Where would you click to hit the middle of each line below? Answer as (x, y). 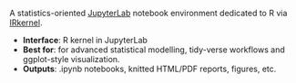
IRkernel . (26, 23)
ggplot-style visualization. (71, 59)
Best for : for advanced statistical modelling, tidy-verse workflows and (153, 50)
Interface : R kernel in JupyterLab (85, 40)
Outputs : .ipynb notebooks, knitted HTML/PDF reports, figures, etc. (149, 69)
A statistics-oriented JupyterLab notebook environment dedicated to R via (148, 13)
